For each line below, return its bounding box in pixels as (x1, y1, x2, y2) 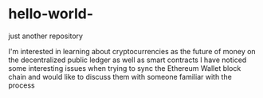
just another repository (8, 31, 84, 41)
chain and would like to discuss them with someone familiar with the (8, 72, 233, 81)
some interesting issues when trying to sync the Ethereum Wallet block (8, 63, 241, 73)
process (8, 80, 35, 90)
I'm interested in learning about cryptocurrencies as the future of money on (8, 46, 257, 56)
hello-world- (8, 5, 94, 23)
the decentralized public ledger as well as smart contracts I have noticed (8, 55, 247, 65)
